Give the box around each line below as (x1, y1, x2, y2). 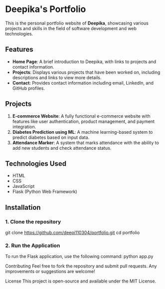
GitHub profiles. (12, 85, 45, 91)
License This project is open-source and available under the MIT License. (5, 278, 156, 284)
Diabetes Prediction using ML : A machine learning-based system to (12, 129, 153, 135)
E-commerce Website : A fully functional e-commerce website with (12, 113, 151, 119)
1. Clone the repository (5, 218, 61, 225)
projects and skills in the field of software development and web (5, 25, 137, 31)
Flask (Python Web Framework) (12, 189, 77, 195)
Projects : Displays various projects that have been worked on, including (12, 69, 161, 75)
